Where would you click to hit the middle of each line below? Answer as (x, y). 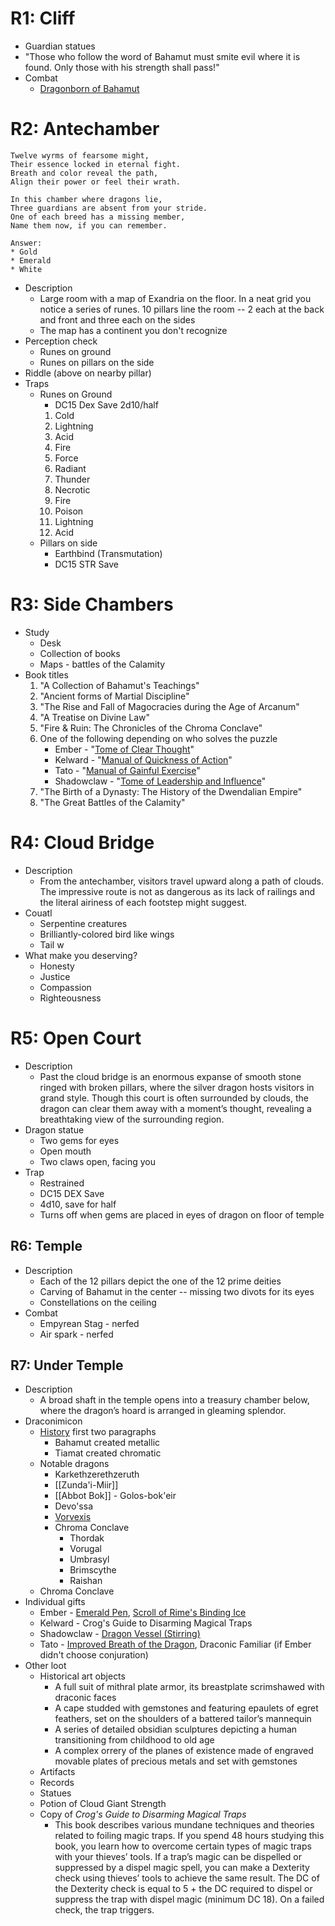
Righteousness (70, 998)
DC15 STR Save (86, 564)
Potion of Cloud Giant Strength (103, 1804)
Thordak (87, 1538)
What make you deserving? (81, 955)
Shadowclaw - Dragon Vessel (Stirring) (120, 1634)
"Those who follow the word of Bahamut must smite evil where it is (162, 56)
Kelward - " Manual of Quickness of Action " (143, 759)
